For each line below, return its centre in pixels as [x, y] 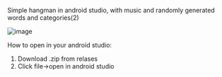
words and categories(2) [43, 18]
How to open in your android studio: [59, 45]
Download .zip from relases [57, 59]
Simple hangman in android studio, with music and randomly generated [111, 10]
